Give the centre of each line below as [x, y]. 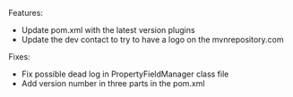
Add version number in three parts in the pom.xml [113, 83]
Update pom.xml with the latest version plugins [108, 30]
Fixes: [19, 57]
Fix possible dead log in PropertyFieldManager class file [125, 74]
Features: [26, 13]
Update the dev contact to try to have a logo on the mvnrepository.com [152, 40]
